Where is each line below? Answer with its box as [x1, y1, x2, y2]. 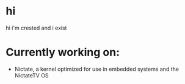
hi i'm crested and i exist [5, 24, 67, 31]
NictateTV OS [14, 71, 49, 79]
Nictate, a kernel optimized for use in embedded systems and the [14, 65, 180, 73]
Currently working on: [5, 45, 120, 59]
